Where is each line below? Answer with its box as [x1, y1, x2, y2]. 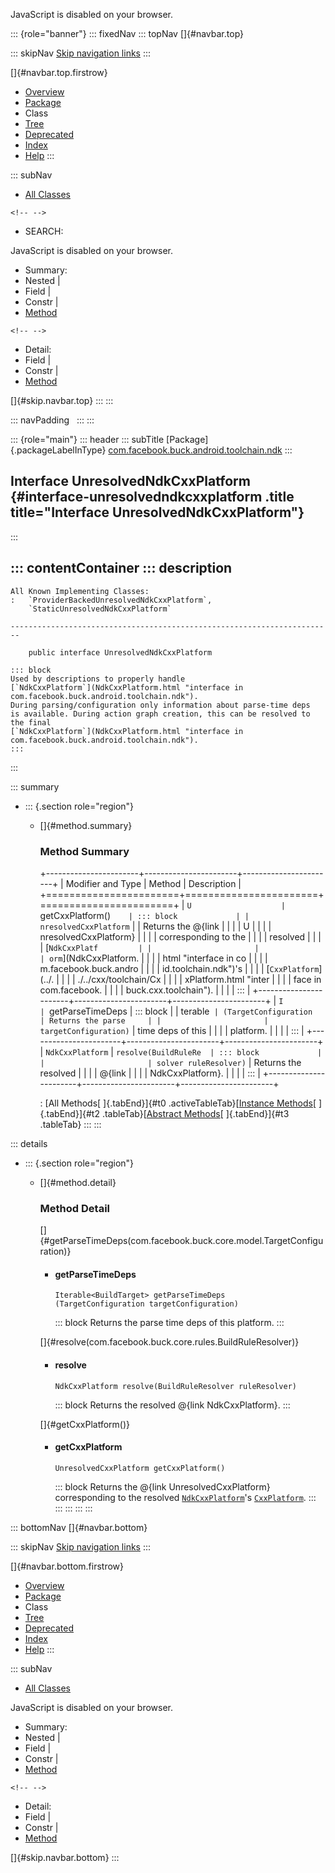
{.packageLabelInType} [10, 444, 107, 456]
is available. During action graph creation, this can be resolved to [10, 709, 311, 719]
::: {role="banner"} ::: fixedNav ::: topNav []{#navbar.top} [10, 28, 245, 39]
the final [10, 717, 52, 728]
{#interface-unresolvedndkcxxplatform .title [10, 489, 295, 506]
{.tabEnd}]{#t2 [39, 1107, 100, 1119]
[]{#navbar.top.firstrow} [10, 67, 108, 78]
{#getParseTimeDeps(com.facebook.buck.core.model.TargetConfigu [39, 1235, 324, 1247]
